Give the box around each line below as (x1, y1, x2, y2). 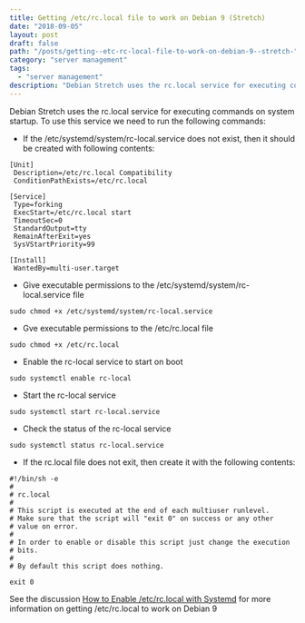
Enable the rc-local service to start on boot (22, 356, 183, 367)
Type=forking (13, 200, 64, 209)
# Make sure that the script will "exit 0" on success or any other (9, 514, 274, 523)
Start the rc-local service (22, 390, 116, 400)
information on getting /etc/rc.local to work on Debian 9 (9, 603, 218, 614)
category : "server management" (9, 55, 128, 64)
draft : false (9, 38, 59, 48)
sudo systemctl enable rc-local (9, 373, 132, 382)
